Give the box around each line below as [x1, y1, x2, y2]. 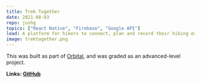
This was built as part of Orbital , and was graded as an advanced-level [6, 53, 181, 59]
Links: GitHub [6, 71, 41, 77]
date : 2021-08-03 [6, 14, 50, 20]
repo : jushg [6, 20, 36, 25]
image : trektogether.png [6, 36, 68, 42]
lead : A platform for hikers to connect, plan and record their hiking [6, 31, 188, 37]
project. [6, 59, 26, 66]
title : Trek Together [6, 8, 60, 15]
